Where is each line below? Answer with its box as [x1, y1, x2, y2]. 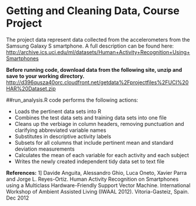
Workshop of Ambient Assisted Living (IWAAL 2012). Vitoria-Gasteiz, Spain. [6, 188, 190, 195]
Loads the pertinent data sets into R [14, 108, 102, 115]
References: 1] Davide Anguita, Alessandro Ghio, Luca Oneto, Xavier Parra [6, 169, 187, 176]
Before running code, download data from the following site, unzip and [6, 66, 182, 73]
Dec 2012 [6, 194, 29, 201]
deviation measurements [14, 145, 75, 152]
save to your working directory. [6, 72, 85, 79]
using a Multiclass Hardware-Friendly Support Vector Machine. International [6, 181, 191, 189]
